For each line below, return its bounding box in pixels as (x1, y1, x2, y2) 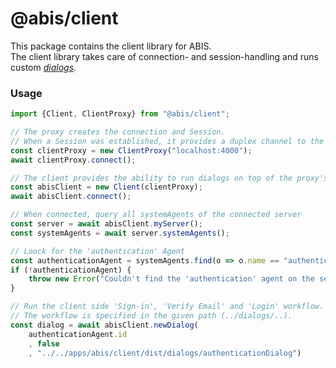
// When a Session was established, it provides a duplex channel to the (10, 136, 325, 146)
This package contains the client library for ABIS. (10, 40, 212, 52)
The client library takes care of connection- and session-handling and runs (10, 50, 319, 62)
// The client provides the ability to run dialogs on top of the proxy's (10, 173, 329, 183)
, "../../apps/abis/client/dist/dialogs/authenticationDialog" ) (28, 348, 302, 358)
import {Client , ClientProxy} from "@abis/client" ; (10, 109, 230, 119)
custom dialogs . (10, 61, 77, 73)
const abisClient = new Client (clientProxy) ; (10, 182, 203, 192)
